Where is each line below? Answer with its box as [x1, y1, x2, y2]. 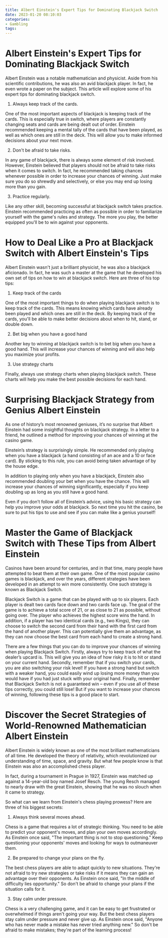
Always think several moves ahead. [12, 814, 86, 820]
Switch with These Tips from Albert [5, 538, 156, 549]
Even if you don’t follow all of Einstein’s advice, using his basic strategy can [5, 498, 161, 504]
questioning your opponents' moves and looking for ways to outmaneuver [5, 839, 158, 846]
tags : [5, 26, 17, 31]
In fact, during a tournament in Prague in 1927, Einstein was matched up [5, 773, 153, 779]
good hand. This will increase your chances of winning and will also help [5, 346, 155, 352]
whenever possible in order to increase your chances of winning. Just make [5, 173, 162, 179]
